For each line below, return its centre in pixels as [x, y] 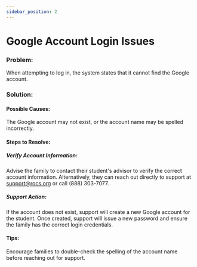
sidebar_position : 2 [32, 12]
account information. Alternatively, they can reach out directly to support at [99, 177]
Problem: [20, 60]
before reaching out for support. [46, 257]
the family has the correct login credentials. [60, 225]
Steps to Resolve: [28, 142]
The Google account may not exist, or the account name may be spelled [95, 122]
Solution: [20, 95]
